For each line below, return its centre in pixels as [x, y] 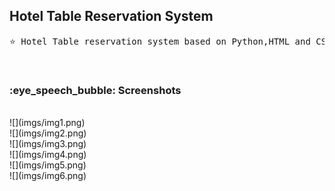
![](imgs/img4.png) [48, 155]
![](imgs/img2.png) [48, 133]
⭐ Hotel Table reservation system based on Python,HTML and [160, 41]
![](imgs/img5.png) [48, 165]
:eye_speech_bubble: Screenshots [95, 90]
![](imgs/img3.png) [48, 144]
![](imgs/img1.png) [47, 123]
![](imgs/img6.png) [48, 176]
